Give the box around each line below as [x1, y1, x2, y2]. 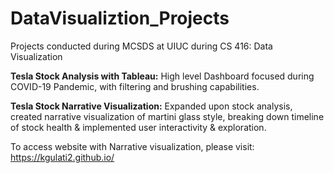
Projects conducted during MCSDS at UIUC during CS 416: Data [10, 40, 273, 52]
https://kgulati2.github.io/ [10, 151, 115, 163]
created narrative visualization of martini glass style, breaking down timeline [10, 110, 325, 122]
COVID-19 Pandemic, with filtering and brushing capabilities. [10, 80, 260, 92]
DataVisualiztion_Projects [10, 7, 230, 30]
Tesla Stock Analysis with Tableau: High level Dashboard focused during [10, 70, 315, 82]
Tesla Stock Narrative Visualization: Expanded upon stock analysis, [10, 100, 293, 112]
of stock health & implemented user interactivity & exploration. [10, 121, 267, 133]
